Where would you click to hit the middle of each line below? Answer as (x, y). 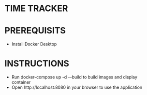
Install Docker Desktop (34, 44)
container (21, 82)
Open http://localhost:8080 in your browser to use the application (77, 87)
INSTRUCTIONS (37, 64)
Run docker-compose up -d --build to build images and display (74, 77)
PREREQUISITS (35, 31)
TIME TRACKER (36, 8)
